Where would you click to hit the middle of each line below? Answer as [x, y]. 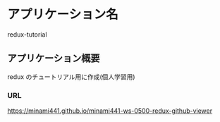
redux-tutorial [27, 34]
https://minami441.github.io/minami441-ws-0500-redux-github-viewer [110, 111]
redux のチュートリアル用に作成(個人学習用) [71, 77]
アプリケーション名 [63, 14]
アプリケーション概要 [54, 58]
